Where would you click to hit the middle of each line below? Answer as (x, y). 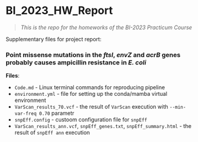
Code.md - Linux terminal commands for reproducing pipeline (90, 87)
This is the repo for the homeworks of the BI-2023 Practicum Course (106, 27)
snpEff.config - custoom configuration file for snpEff (81, 120)
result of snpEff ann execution (52, 133)
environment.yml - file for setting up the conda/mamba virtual (91, 94)
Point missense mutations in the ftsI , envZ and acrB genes (93, 55)
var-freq (25, 114)
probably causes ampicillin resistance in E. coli (76, 63)
